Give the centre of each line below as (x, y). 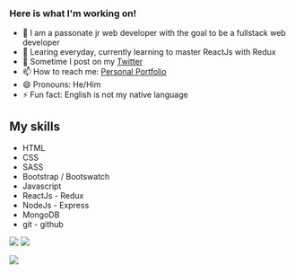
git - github (43, 225)
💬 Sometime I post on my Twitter (82, 62)
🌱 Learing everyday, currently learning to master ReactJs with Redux (149, 52)
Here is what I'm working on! (73, 13)
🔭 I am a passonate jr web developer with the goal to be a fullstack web (154, 33)
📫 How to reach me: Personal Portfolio (95, 72)
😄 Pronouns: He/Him (61, 84)
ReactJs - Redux (53, 196)
